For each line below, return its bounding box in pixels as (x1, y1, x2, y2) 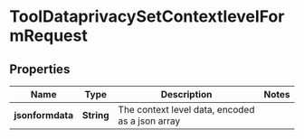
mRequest (9, 25, 88, 46)
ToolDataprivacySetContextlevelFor (9, 6, 285, 27)
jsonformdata (14, 109, 74, 121)
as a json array (118, 115, 181, 127)
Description (160, 88, 213, 100)
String (81, 109, 110, 121)
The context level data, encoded (118, 104, 255, 116)
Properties (9, 61, 71, 77)
